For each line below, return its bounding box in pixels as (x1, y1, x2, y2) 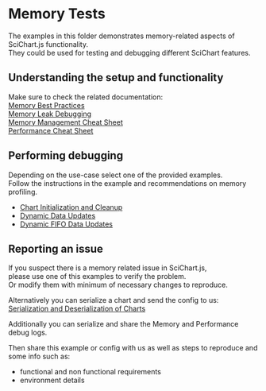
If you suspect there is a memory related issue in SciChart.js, (8, 263, 207, 273)
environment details (19, 375, 85, 385)
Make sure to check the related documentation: (8, 92, 164, 102)
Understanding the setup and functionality (8, 71, 224, 84)
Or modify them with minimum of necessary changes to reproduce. (8, 280, 228, 290)
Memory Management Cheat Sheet (8, 117, 123, 127)
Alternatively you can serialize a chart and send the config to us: (8, 296, 219, 305)
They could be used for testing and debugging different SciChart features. (8, 48, 251, 57)
